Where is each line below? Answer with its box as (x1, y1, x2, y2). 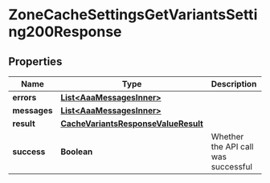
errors (12, 92, 37, 103)
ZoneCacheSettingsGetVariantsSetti (8, 6, 258, 24)
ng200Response (8, 22, 122, 41)
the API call (211, 141, 254, 152)
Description (211, 79, 257, 89)
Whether (211, 131, 244, 142)
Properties (8, 55, 63, 68)
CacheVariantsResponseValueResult (59, 118, 203, 129)
